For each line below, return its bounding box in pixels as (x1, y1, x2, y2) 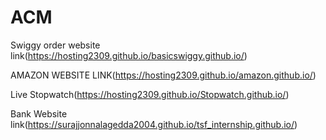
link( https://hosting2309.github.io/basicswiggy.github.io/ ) (10, 49, 248, 61)
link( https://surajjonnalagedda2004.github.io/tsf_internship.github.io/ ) (10, 118, 298, 130)
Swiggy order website (10, 39, 101, 51)
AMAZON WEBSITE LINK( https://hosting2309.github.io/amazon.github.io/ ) (10, 69, 317, 81)
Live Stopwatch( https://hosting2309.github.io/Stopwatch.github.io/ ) (10, 88, 290, 100)
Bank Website (10, 107, 68, 120)
